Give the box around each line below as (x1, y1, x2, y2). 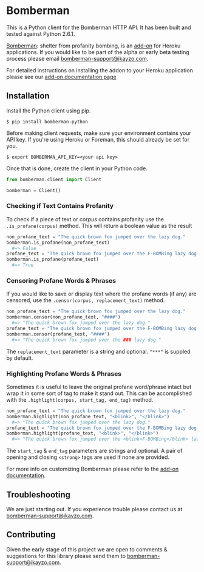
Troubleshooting (6, 489, 71, 500)
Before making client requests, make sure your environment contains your (6, 129, 191, 137)
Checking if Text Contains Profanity (6, 202, 114, 210)
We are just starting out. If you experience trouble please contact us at (6, 505, 183, 512)
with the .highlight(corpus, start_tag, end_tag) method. (6, 396, 154, 403)
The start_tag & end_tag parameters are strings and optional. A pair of (6, 447, 183, 455)
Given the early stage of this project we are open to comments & (6, 545, 168, 553)
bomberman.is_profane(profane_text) (6, 257, 99, 263)
